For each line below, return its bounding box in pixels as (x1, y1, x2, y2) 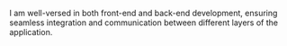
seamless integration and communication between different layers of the (9, 17, 279, 28)
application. (9, 27, 53, 37)
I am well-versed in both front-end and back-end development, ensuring (9, 8, 278, 18)
